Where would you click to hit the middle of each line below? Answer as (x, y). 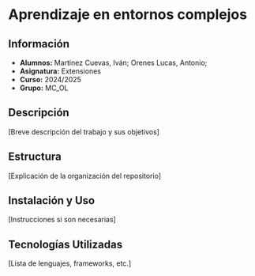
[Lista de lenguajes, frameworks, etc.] (70, 263)
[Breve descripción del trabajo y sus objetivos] (84, 131)
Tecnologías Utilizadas (66, 244)
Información (39, 44)
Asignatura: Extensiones (60, 71)
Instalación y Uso (52, 200)
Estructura (35, 157)
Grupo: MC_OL (44, 88)
